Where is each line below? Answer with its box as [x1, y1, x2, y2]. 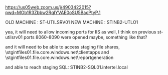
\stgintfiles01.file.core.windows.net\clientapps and [5, 49, 109, 55]
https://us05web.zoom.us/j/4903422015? [5, 4, 91, 10]
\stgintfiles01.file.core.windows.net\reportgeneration [5, 54, 114, 60]
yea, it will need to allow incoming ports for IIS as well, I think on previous [5, 29, 156, 34]
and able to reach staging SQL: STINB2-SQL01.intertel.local [5, 64, 128, 70]
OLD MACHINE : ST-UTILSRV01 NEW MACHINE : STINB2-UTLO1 [5, 19, 138, 25]
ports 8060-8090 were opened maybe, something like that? [23, 34, 147, 40]
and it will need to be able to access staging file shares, [5, 44, 120, 49]
